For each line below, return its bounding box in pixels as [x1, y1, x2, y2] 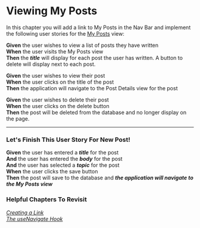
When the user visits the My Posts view [6, 47, 104, 55]
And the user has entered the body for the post [6, 156, 123, 163]
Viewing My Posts [6, 4, 98, 18]
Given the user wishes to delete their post [6, 96, 109, 103]
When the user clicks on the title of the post [6, 78, 114, 85]
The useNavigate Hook [6, 215, 63, 222]
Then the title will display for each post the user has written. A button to [6, 54, 183, 61]
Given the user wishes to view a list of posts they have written [6, 42, 159, 49]
